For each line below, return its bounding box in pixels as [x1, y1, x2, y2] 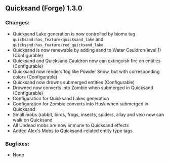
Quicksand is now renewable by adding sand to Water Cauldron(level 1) [12, 47, 161, 53]
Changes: [5, 19, 30, 26]
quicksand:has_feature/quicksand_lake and [12, 36, 104, 42]
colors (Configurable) [12, 73, 58, 80]
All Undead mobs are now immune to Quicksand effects [12, 122, 129, 128]
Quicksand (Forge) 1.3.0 [5, 4, 82, 13]
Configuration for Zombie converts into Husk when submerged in [12, 101, 149, 107]
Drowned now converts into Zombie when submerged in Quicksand [12, 85, 153, 91]
